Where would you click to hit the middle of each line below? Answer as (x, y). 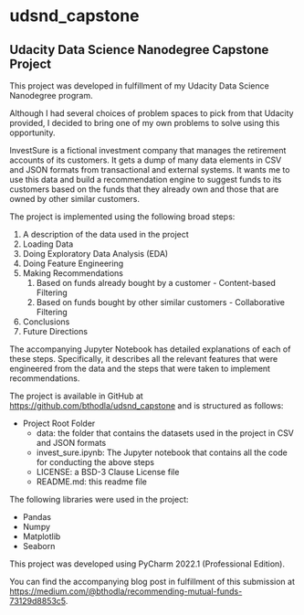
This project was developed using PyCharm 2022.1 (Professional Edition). (147, 564)
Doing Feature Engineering (73, 263)
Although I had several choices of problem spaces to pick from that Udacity (152, 113)
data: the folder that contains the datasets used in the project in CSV (165, 433)
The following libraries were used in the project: (99, 499)
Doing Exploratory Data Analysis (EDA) (95, 254)
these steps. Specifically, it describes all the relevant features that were (144, 359)
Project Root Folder (59, 423)
